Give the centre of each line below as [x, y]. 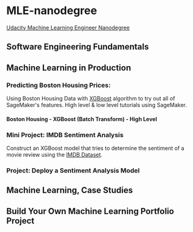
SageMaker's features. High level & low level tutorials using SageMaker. [96, 105]
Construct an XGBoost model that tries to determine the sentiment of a [96, 148]
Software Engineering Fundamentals [78, 47]
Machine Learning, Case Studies [70, 190]
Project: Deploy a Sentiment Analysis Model [73, 170]
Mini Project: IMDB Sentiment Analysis [65, 135]
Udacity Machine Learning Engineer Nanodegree [68, 28]
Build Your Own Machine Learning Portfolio [90, 211]
